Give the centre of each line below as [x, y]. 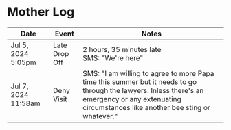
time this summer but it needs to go [140, 81]
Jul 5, [20, 45]
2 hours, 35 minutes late [122, 49]
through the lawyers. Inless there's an [143, 90]
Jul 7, [20, 86]
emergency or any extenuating [132, 99]
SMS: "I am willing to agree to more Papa [148, 73]
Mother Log [41, 12]
